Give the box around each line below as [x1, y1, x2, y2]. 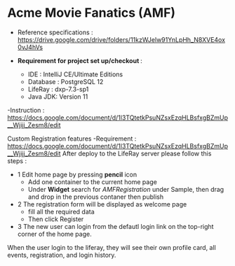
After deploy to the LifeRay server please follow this [62, 149, 212, 157]
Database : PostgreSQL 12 [27, 77, 104, 85]
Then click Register [27, 215, 84, 223]
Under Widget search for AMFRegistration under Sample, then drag [27, 185, 224, 193]
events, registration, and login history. [7, 251, 116, 259]
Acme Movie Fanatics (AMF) [7, 5, 176, 21]
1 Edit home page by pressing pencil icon [17, 170, 137, 178]
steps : [7, 156, 27, 165]
